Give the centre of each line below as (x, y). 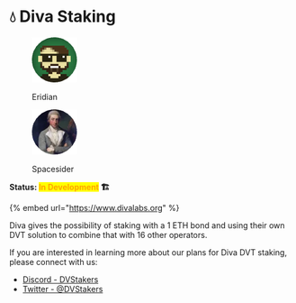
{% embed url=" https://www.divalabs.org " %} (94, 207)
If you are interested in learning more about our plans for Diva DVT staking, (148, 252)
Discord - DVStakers (60, 279)
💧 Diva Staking (63, 17)
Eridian (45, 96)
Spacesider (53, 169)
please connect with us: (54, 262)
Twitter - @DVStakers (63, 289)
